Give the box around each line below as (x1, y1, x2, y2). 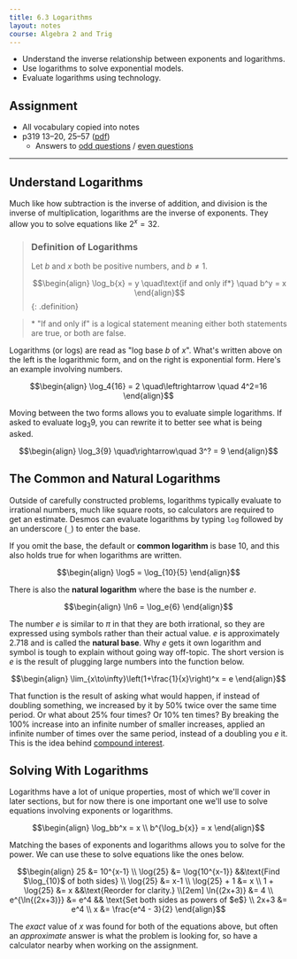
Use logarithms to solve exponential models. (21, 63, 184, 74)
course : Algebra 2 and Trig (9, 29, 113, 38)
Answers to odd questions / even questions (34, 141, 194, 152)
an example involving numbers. (9, 363, 123, 374)
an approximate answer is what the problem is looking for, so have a (9, 931, 258, 941)
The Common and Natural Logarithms (9, 472, 221, 487)
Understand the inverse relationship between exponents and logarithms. (21, 54, 286, 65)
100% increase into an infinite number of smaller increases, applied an (9, 719, 265, 729)
